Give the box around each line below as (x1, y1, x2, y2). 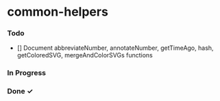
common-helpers (7, 4, 108, 20)
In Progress (7, 68, 47, 78)
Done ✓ (7, 87, 34, 96)
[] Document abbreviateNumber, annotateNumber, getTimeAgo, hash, (16, 44, 214, 52)
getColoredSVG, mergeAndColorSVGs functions (16, 51, 153, 59)
